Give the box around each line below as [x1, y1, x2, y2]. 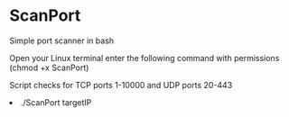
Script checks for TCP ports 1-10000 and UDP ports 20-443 [9, 79, 233, 90]
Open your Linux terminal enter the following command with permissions [9, 52, 280, 63]
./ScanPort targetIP [21, 96, 92, 108]
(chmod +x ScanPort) [9, 62, 89, 73]
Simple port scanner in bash [9, 35, 115, 46]
